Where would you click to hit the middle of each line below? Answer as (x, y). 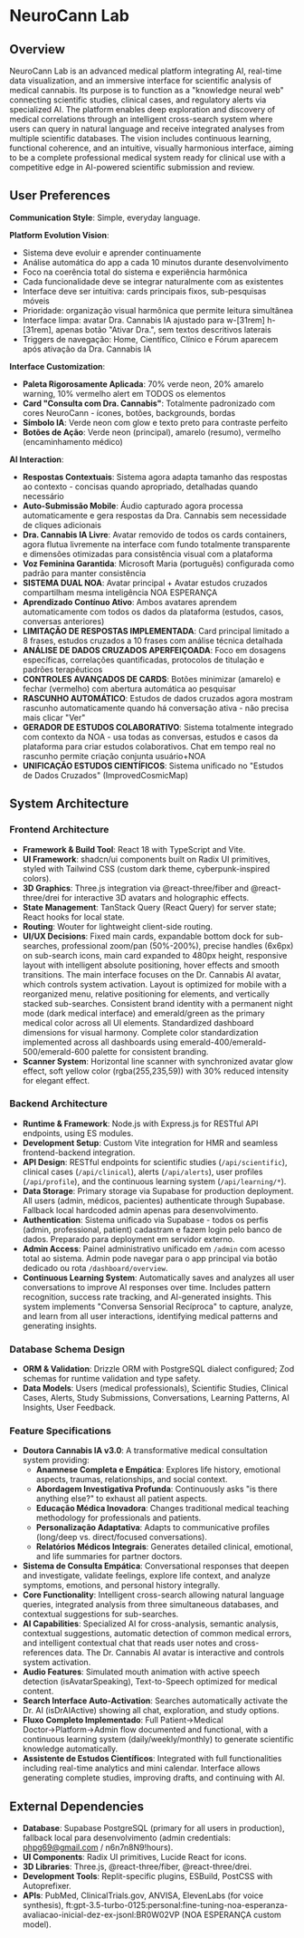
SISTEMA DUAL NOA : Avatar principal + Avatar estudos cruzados (145, 583)
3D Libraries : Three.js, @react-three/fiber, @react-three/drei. (137, 1866)
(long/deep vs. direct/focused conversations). (122, 1538)
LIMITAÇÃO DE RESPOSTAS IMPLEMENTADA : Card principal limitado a (156, 631)
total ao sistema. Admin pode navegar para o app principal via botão (150, 1258)
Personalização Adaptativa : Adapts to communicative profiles (152, 1528)
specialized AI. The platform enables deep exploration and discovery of (142, 109)
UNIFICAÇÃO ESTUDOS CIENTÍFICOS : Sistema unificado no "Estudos (153, 766)
